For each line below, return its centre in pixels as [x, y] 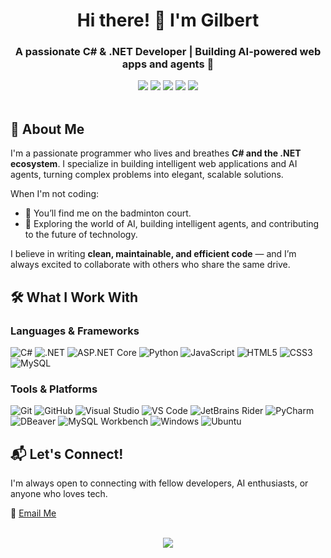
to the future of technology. [81, 235]
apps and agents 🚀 [168, 64]
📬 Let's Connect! [67, 454]
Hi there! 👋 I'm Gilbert [168, 20]
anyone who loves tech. [59, 494]
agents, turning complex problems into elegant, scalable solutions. [147, 175]
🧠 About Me [47, 129]
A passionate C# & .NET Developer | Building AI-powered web [168, 52]
